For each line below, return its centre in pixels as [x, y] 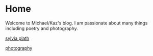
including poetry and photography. [42, 28]
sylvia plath [17, 38]
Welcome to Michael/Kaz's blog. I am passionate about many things [76, 23]
